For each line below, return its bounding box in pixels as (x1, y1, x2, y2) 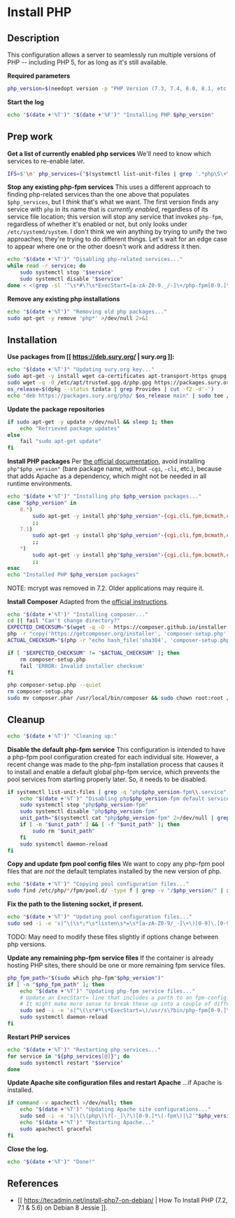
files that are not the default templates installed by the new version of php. (7, 867, 222, 876)
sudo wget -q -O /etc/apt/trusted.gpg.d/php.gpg (7, 379, 152, 386)
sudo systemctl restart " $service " (20, 1059, 124, 1066)
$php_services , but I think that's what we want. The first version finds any (7, 197, 219, 206)
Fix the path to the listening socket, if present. (7, 900, 144, 909)
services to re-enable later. (7, 157, 85, 165)
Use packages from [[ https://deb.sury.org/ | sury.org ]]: (7, 353, 175, 361)
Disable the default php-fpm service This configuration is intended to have (7, 745, 226, 753)
